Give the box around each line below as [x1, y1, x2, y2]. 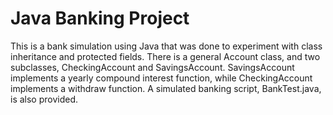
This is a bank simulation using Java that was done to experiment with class [10, 40, 323, 52]
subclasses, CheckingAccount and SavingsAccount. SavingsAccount [10, 61, 295, 73]
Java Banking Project [10, 7, 190, 30]
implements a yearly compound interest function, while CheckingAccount [10, 72, 313, 84]
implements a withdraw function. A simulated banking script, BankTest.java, [10, 82, 322, 94]
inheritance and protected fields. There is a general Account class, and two [10, 50, 321, 62]
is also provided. [10, 93, 79, 105]
